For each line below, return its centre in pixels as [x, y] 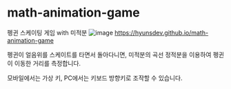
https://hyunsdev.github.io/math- [162, 32]
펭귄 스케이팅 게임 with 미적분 [47, 32]
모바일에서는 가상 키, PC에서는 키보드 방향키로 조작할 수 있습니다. [95, 78]
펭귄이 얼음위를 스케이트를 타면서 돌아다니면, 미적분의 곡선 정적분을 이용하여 [109, 55]
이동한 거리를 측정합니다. [48, 63]
